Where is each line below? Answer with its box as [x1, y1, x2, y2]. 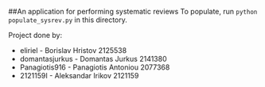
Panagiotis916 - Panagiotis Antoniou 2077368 [19, 62, 170, 72]
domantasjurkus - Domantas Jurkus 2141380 [19, 55, 167, 63]
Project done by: [8, 31, 62, 40]
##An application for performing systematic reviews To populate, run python [8, 7, 258, 16]
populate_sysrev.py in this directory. [8, 15, 127, 25]
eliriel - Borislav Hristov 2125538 [19, 46, 127, 55]
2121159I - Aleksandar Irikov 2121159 [19, 71, 139, 80]
